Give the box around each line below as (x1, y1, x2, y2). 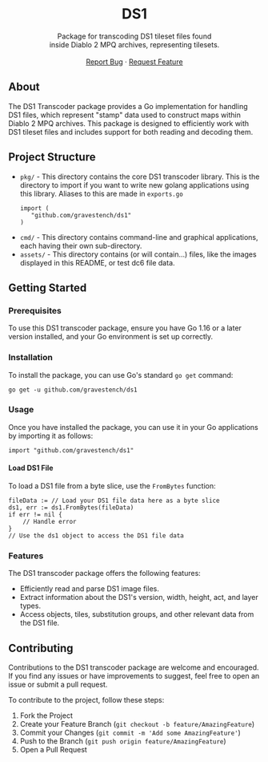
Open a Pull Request (19, 745, 88, 755)
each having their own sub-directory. (19, 241, 142, 250)
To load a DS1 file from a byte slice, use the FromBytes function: (8, 481, 216, 491)
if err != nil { (8, 511, 62, 519)
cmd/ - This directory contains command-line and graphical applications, (19, 232, 258, 241)
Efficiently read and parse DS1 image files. (19, 584, 160, 594)
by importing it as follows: (8, 431, 94, 440)
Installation (8, 352, 54, 363)
